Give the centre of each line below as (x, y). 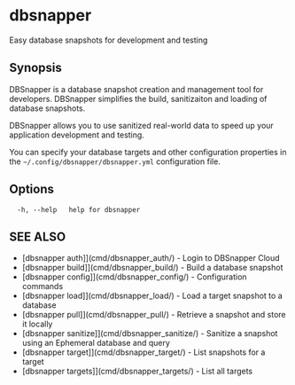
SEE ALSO (38, 236)
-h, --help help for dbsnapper (79, 209)
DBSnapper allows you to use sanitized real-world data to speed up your (142, 125)
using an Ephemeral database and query (96, 343)
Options (32, 189)
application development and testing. (77, 135)
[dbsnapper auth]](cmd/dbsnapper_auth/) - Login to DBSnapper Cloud (151, 258)
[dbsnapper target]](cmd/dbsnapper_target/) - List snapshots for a (144, 352)
